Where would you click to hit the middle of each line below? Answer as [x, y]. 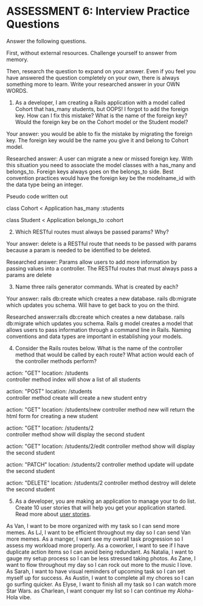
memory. [17, 59]
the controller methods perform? [56, 361]
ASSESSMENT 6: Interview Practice [98, 11]
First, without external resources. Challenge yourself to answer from [92, 52]
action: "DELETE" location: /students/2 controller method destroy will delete [101, 483]
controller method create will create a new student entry [77, 397]
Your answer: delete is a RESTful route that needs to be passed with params [101, 243]
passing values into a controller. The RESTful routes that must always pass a [102, 268]
